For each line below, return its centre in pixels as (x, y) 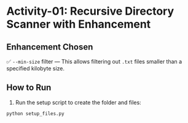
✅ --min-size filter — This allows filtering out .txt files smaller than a (94, 61)
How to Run (29, 88)
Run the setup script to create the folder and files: (78, 102)
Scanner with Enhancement (79, 24)
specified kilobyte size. (36, 68)
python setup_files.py (35, 114)
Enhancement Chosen (50, 47)
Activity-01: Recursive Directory (90, 11)
